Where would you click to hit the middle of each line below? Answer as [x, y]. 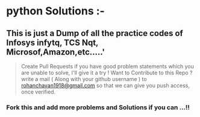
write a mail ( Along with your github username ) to [84, 79]
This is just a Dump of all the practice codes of [95, 33]
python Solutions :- [56, 11]
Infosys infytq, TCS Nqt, [52, 42]
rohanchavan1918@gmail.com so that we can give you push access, [105, 85]
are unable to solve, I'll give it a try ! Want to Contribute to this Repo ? [107, 73]
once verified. [38, 92]
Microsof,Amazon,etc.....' [56, 52]
